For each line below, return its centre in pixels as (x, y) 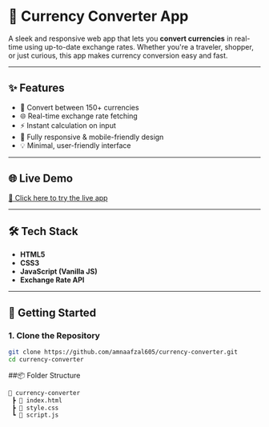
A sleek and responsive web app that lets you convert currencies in (121, 38)
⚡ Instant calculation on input (68, 125)
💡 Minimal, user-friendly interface (75, 145)
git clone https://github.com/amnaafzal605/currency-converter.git (123, 352)
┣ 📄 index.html (37, 400)
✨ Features (36, 88)
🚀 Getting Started (52, 312)
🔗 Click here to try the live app (58, 198)
